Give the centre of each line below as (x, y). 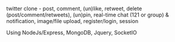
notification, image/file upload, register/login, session (72, 21)
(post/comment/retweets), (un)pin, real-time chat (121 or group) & (87, 15)
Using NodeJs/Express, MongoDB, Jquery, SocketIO (72, 33)
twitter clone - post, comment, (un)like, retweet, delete (74, 9)
